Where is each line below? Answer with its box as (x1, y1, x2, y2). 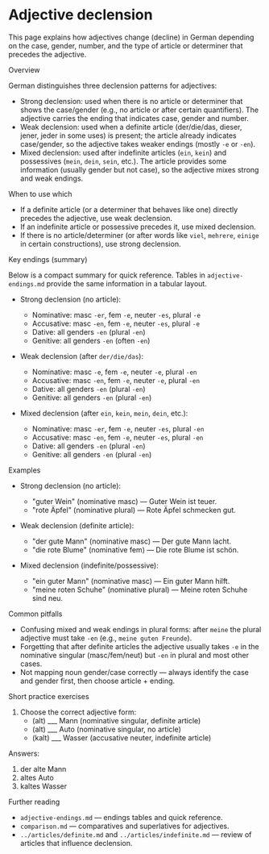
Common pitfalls (8, 609, 63, 619)
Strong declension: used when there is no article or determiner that (19, 96, 243, 106)
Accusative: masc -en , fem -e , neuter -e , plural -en (31, 375, 200, 385)
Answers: (8, 748, 40, 758)
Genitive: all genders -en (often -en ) (31, 335, 151, 345)
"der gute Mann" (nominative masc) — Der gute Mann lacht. (31, 536, 232, 546)
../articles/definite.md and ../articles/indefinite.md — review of (19, 829, 252, 839)
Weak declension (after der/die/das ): (19, 351, 143, 360)
